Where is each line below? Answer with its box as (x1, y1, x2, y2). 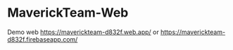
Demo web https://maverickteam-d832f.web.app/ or (7, 28, 160, 36)
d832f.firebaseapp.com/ (7, 35, 78, 43)
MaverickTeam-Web (7, 5, 129, 21)
